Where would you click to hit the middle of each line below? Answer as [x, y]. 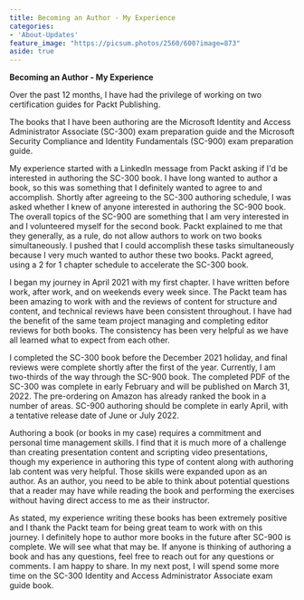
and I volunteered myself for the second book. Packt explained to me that [146, 227]
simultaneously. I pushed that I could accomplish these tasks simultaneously [152, 246]
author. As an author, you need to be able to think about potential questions [150, 481]
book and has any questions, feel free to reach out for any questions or [142, 556]
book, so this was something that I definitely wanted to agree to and [136, 188]
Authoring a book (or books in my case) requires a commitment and [135, 433]
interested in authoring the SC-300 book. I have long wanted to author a [144, 179]
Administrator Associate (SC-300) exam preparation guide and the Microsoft [152, 131]
